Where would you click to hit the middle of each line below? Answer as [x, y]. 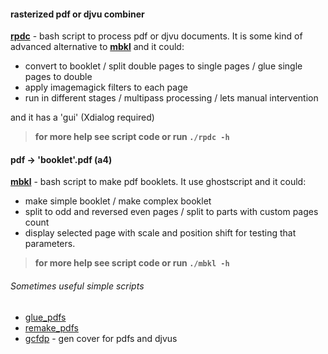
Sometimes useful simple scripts [77, 286]
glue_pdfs [45, 317]
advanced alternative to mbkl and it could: [97, 47]
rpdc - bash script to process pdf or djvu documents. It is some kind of [156, 36]
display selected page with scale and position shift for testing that [160, 233]
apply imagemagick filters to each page [106, 87]
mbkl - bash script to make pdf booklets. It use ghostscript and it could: [158, 182]
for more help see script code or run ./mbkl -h [132, 263]
